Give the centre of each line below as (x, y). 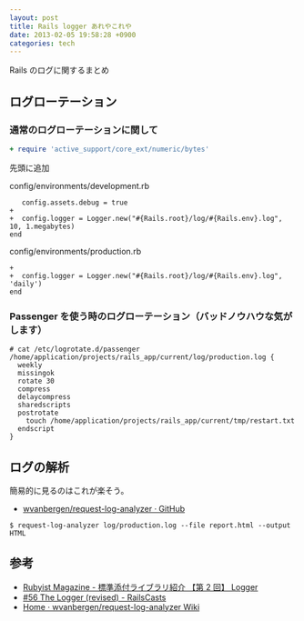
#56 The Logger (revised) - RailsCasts (94, 597)
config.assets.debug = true (75, 202)
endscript (36, 429)
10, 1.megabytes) (42, 226)
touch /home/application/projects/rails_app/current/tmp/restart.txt (161, 421)
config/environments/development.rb (80, 185)
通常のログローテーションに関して (84, 130)
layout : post (34, 18)
